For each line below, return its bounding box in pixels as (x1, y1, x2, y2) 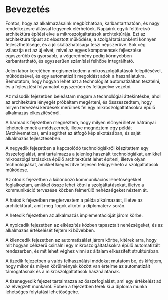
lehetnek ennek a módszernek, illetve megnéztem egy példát (5, 125, 132, 131)
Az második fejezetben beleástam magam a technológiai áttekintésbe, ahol (5, 93, 161, 99)
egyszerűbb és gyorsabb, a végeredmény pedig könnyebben (5, 52, 132, 59)
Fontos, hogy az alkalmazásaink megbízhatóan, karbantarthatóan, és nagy (5, 20, 160, 26)
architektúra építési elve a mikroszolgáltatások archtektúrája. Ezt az (5, 31, 146, 37)
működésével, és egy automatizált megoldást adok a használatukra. (5, 73, 146, 79)
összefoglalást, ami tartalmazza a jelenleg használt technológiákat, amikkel (5, 151, 161, 157)
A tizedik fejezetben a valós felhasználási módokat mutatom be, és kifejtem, (5, 258, 163, 264)
